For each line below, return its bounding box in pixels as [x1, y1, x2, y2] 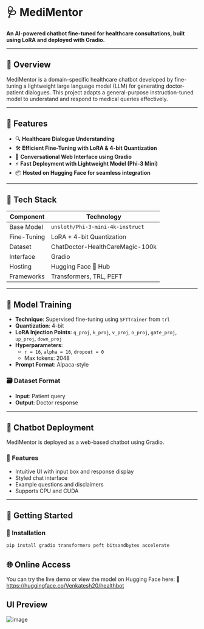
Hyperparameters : [15, 342, 63, 349]
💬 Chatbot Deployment [6, 422, 94, 433]
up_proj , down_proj [15, 335, 63, 342]
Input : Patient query [15, 393, 66, 400]
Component [10, 213, 45, 221]
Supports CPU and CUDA [15, 487, 79, 494]
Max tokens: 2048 [24, 354, 70, 362]
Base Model [9, 223, 44, 231]
